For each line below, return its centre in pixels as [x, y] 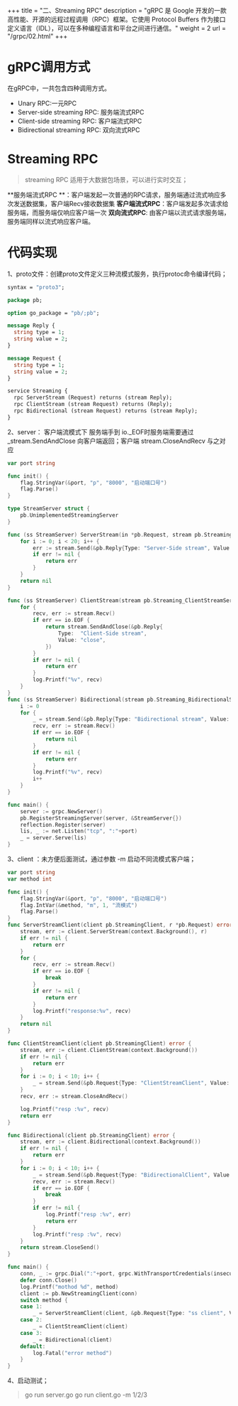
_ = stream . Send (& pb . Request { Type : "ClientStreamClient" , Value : [131, 1083]
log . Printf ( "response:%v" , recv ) [82, 1011]
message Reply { [31, 326]
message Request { [34, 358]
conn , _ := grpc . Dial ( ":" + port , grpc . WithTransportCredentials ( [117, 1274]
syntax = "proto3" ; [36, 287]
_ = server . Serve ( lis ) [53, 838]
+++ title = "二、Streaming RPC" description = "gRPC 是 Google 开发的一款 [117, 10]
